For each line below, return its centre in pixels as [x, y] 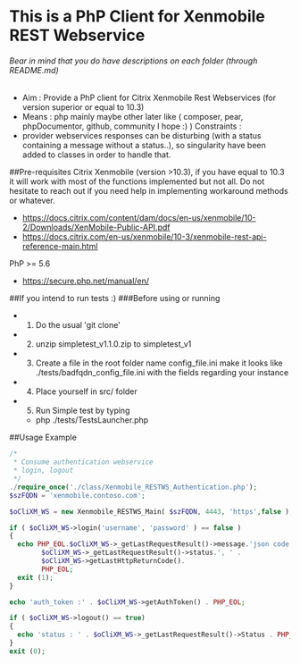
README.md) [34, 70]
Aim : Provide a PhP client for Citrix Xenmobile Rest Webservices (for [149, 98]
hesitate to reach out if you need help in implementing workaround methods [149, 191]
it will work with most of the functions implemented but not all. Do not [137, 181]
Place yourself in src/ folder [87, 391]
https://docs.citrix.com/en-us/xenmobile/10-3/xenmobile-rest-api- [144, 237]
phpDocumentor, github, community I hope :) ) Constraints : [132, 126]
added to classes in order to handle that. [96, 155]
